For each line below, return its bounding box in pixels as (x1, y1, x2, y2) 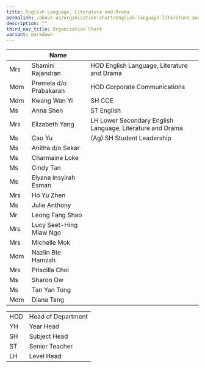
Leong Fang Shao (31, 211, 82, 220)
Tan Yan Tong (31, 286, 71, 294)
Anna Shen (31, 106, 63, 115)
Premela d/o (31, 79, 67, 87)
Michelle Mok (31, 239, 71, 247)
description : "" (6, 20, 48, 26)
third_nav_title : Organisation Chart (6, 26, 103, 32)
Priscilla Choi (31, 266, 69, 275)
